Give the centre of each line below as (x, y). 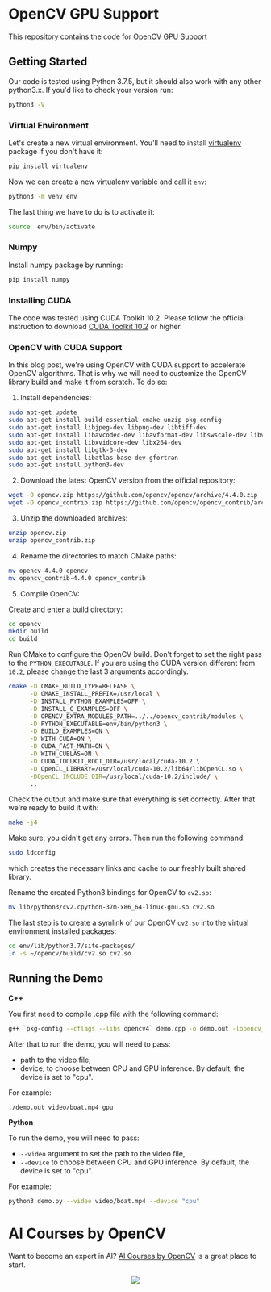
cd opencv (25, 624)
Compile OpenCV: (50, 593)
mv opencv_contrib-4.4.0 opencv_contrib (77, 578)
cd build (23, 639)
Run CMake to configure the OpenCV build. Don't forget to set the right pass (135, 654)
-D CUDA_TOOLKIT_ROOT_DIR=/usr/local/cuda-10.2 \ (115, 761)
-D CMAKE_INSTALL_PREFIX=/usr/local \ (95, 694)
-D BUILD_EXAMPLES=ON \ (70, 731)
